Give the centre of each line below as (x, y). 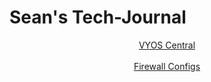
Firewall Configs (167, 66)
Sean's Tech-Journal (98, 17)
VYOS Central (167, 45)
